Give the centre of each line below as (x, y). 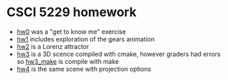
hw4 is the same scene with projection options (84, 69)
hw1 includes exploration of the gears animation (86, 39)
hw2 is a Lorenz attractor (53, 46)
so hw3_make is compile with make (68, 61)
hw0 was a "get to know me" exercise (71, 32)
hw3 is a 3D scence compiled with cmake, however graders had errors (119, 54)
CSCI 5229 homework (72, 12)
